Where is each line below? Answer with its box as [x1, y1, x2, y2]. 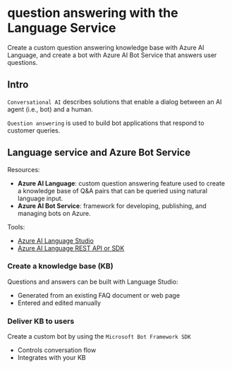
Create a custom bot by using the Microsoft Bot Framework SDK [7, 332, 192, 341]
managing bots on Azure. [17, 209, 92, 217]
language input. [17, 194, 63, 202]
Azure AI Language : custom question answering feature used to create [17, 179, 226, 188]
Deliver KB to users [7, 316, 75, 326]
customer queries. [7, 126, 61, 135]
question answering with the [7, 5, 178, 21]
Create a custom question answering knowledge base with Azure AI [7, 43, 204, 52]
